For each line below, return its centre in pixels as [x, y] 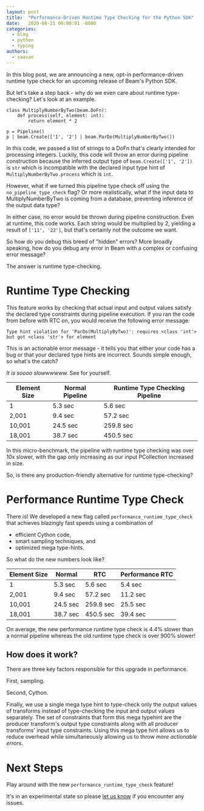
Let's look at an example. [64, 99]
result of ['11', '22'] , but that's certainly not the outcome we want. [92, 230]
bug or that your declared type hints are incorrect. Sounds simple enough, [99, 354]
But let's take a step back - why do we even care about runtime [86, 92]
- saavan [23, 57]
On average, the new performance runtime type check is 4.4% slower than [100, 629]
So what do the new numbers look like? [56, 559]
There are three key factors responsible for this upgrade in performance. [97, 669]
